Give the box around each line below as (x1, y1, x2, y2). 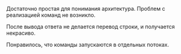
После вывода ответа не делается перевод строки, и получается (6, 23, 175, 30)
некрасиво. (6, 29, 36, 37)
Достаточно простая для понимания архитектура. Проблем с (6, 5, 165, 12)
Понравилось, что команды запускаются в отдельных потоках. (6, 41, 170, 48)
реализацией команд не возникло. (6, 11, 96, 19)
